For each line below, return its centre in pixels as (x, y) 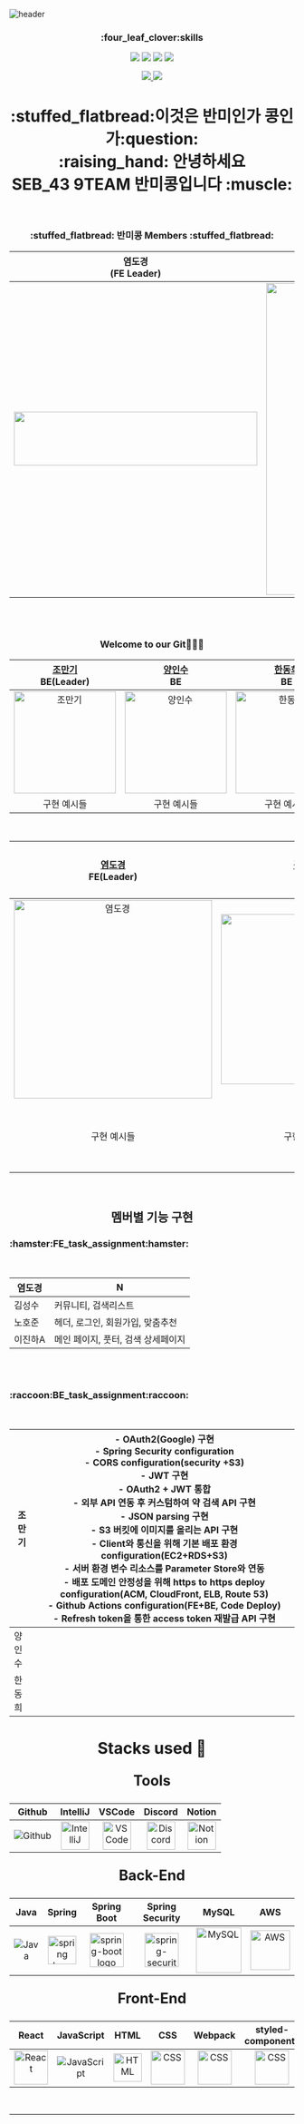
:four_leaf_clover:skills (152, 37)
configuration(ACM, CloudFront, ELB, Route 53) (165, 1594)
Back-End (152, 1875)
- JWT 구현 (164, 1475)
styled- (272, 2030)
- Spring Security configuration (165, 1451)
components (272, 2041)
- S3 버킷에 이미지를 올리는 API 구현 (164, 1530)
